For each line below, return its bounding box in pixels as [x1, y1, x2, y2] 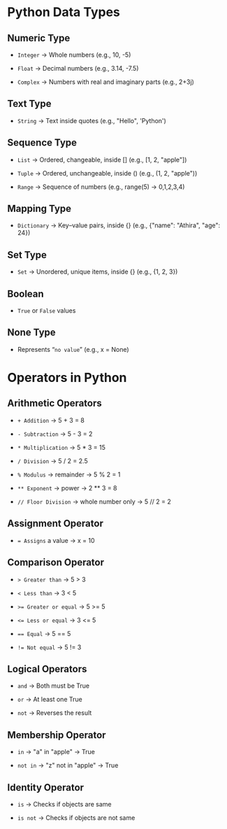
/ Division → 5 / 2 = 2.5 [17, 456, 89, 465]
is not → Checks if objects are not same [17, 813, 136, 822]
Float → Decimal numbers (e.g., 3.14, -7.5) [17, 64, 139, 72]
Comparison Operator [7, 557, 105, 569]
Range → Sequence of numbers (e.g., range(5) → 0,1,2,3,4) [17, 183, 185, 191]
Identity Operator [7, 781, 85, 793]
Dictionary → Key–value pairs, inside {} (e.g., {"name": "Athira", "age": [17, 221, 221, 229]
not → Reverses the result [17, 709, 92, 717]
